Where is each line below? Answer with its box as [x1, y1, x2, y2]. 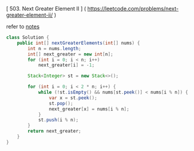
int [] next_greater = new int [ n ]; [27, 51, 113, 57]
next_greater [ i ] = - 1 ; [38, 62, 95, 68]
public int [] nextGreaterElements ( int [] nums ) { [17, 40, 140, 46]
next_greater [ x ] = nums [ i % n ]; [48, 106, 130, 112]
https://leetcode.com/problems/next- [87, 5, 179, 12]
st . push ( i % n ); [38, 117, 79, 123]
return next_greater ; [27, 128, 82, 134]
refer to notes [6, 23, 40, 30]
